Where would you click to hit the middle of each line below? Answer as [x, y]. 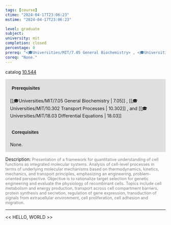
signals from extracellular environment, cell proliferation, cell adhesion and [77, 198]
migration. [15, 202]
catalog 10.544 [21, 72]
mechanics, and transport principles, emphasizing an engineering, [69, 174]
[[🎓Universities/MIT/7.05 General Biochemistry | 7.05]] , [69, 101]
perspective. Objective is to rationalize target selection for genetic [85, 179]
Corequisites [25, 132]
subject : [15, 34]
